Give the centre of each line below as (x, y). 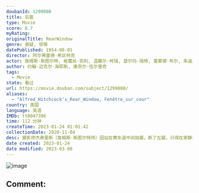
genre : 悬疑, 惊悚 (27, 45)
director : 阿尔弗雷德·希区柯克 (41, 55)
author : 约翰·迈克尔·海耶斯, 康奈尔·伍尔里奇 (57, 66)
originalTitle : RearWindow (39, 39)
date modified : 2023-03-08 (39, 149)
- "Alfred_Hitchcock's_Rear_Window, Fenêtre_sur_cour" (81, 99)
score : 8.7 (20, 28)
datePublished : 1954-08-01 (39, 50)
